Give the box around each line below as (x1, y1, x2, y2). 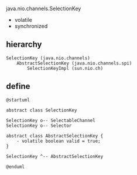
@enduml (6, 164, 25, 170)
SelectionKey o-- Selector (6, 123, 72, 129)
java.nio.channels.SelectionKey (6, 5, 81, 12)
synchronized (14, 23, 48, 29)
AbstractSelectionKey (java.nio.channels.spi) (16, 60, 132, 66)
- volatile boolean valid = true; (16, 138, 101, 144)
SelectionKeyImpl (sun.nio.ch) (27, 65, 104, 71)
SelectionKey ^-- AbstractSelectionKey (6, 153, 104, 159)
